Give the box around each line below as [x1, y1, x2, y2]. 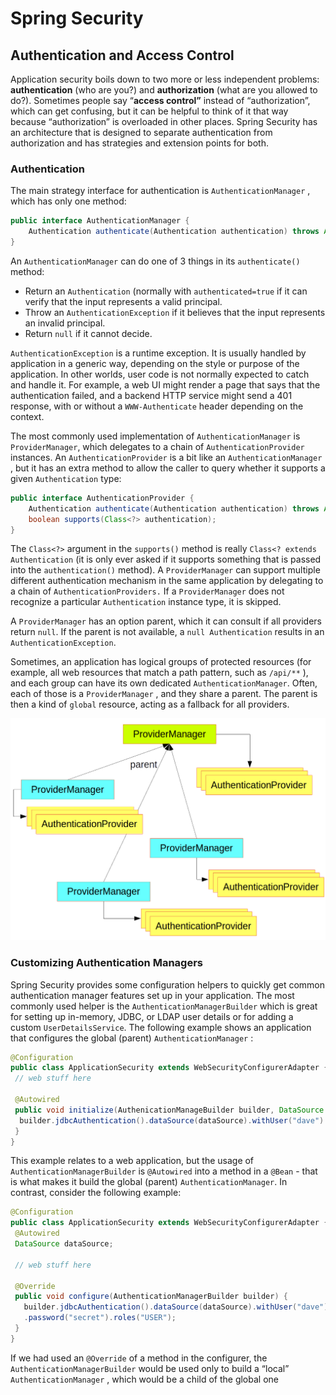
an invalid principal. [24, 317, 106, 329]
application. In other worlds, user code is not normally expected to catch [10, 368, 310, 380]
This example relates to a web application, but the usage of [10, 1155, 255, 1167]
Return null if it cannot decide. [24, 327, 153, 339]
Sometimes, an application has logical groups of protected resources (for [10, 656, 312, 668]
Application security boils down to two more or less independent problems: [10, 73, 320, 85]
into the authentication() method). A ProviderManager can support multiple [10, 564, 321, 576]
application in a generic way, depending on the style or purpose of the [10, 357, 300, 369]
